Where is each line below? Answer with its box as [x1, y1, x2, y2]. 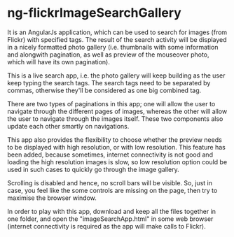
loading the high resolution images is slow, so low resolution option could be [7, 157, 228, 166]
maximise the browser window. [7, 194, 97, 202]
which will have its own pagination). [7, 57, 110, 66]
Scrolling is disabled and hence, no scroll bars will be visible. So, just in [7, 178, 212, 187]
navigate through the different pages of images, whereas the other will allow [7, 107, 228, 115]
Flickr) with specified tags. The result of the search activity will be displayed [7, 35, 227, 43]
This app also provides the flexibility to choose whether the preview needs [7, 135, 222, 144]
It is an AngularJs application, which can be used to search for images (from [7, 28, 228, 36]
